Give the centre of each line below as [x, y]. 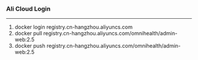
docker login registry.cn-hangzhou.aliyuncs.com [73, 27]
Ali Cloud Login [29, 9]
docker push [30, 46]
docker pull [28, 34]
